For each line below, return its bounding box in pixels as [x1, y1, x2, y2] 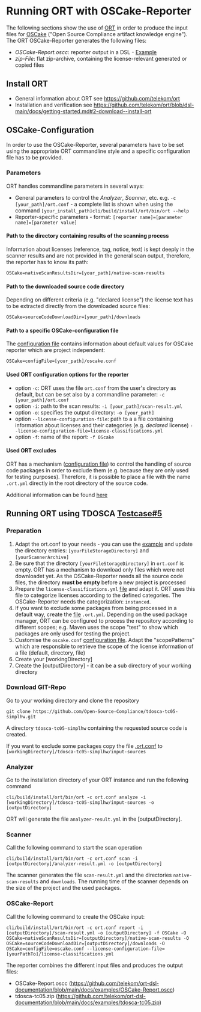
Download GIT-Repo [6, 683, 67, 691]
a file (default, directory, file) [14, 649, 86, 656]
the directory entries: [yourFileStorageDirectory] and [14, 546, 149, 554]
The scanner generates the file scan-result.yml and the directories [6, 871, 172, 879]
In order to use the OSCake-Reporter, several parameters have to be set [6, 141, 184, 148]
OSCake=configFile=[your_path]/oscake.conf [6, 358, 117, 365]
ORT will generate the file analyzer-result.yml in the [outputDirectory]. [6, 815, 182, 822]
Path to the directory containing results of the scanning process [6, 232, 169, 239]
